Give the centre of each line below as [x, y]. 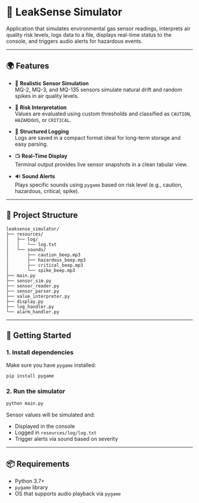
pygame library [31, 488]
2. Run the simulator [36, 392]
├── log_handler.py [30, 307]
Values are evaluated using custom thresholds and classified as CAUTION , [103, 113]
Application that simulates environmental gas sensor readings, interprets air [98, 28]
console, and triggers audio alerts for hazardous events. [75, 41]
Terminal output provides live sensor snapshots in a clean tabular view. [101, 164]
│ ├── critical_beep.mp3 [45, 265]
